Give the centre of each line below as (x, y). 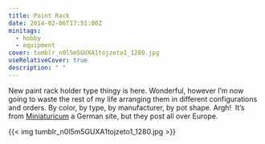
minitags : (25, 30)
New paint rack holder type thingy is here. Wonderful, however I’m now (126, 90)
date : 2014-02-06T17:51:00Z (55, 23)
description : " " (37, 68)
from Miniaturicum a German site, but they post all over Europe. (113, 116)
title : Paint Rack (39, 16)
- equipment (36, 46)
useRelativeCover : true (48, 61)
